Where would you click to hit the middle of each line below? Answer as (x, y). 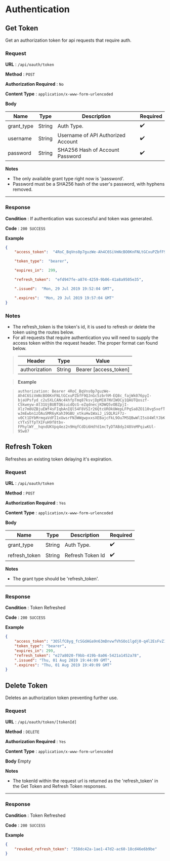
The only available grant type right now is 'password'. (68, 179)
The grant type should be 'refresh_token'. (56, 579)
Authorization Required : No (35, 84)
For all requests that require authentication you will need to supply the (85, 337)
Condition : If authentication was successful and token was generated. (79, 218)
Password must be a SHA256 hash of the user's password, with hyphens (89, 184)
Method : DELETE (22, 732)
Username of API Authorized (91, 136)
